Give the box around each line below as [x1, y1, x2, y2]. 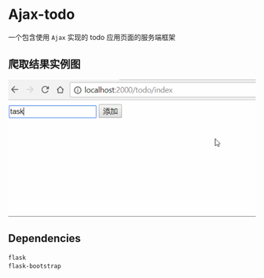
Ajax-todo [8, 5, 75, 24]
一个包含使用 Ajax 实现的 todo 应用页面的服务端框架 [8, 32, 176, 42]
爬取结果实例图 [8, 57, 81, 71]
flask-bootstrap [8, 262, 61, 270]
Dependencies [8, 232, 81, 245]
